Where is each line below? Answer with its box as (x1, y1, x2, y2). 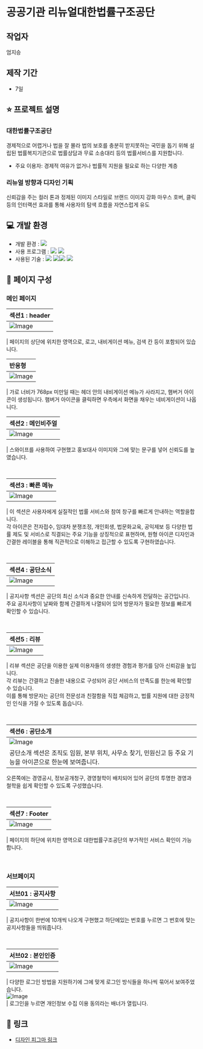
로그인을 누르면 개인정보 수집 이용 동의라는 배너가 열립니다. (9, 999, 149, 1007)
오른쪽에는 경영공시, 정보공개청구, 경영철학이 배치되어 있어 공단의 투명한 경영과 (6, 774, 192, 782)
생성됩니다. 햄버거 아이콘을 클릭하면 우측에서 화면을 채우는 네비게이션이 (17, 396, 185, 403)
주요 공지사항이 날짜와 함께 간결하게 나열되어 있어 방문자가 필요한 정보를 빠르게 (6, 600, 192, 608)
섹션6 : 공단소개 (9, 727, 52, 736)
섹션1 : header (9, 312, 50, 320)
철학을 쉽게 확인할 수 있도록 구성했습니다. (6, 782, 103, 789)
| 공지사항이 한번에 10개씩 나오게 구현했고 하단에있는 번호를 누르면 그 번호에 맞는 (6, 916, 196, 923)
